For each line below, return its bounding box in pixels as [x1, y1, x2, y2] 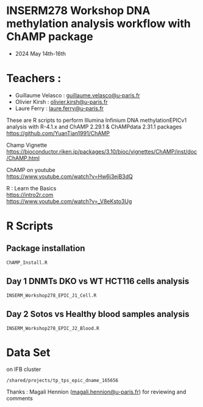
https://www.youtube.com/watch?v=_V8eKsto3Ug [6, 197, 132, 205]
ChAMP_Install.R [6, 260, 48, 266]
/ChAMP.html [6, 154, 40, 162]
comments [6, 395, 34, 402]
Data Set [6, 345, 51, 359]
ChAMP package [6, 30, 93, 43]
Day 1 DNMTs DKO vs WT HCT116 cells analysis [6, 276, 190, 286]
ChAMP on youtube [6, 166, 56, 173]
